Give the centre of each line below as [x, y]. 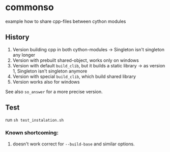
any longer [24, 55]
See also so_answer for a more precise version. [54, 91]
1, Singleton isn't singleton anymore [50, 71]
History [17, 37]
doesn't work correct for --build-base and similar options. [74, 144]
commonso [30, 7]
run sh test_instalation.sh [35, 120]
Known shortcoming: [32, 133]
